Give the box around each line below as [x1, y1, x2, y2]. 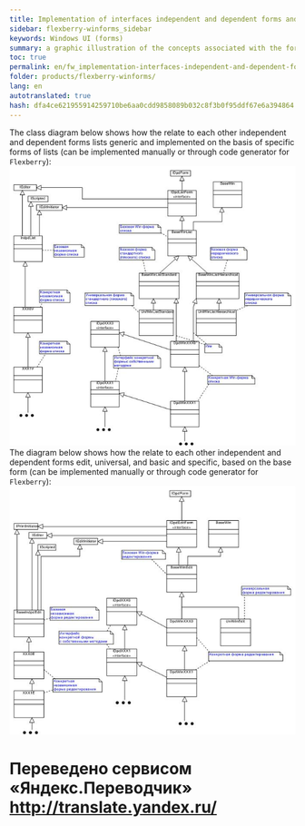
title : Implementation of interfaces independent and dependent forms [9, 15, 282, 24]
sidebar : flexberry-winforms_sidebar [9, 24, 152, 34]
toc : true [9, 53, 47, 63]
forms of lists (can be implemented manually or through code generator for [9, 146, 290, 157]
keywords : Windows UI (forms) [9, 34, 124, 43]
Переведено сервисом [9, 758, 192, 779]
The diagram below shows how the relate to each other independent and [9, 447, 281, 457]
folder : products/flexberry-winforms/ [9, 73, 156, 82]
